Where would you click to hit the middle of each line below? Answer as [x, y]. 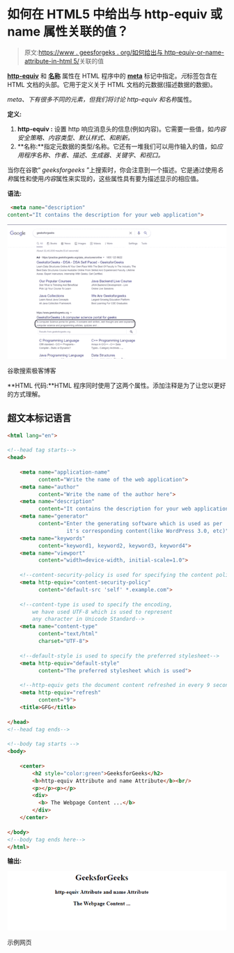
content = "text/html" [68, 634]
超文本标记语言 [39, 418]
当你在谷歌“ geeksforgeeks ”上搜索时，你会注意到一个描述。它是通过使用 [112, 170]
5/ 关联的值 [89, 61]
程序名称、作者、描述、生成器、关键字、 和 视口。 [94, 155]
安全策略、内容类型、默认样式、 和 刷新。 [75, 137]
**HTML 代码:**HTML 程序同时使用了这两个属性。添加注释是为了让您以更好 [117, 385]
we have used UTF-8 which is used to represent [102, 612]
